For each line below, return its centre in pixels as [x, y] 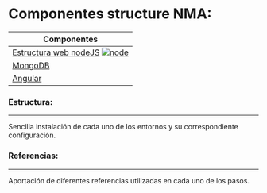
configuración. [32, 135]
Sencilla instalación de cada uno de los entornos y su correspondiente [123, 127]
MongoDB [31, 65]
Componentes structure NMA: [110, 14]
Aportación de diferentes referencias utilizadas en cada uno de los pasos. [129, 180]
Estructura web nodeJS [56, 52]
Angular [27, 78]
